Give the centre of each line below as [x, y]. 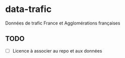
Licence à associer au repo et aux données [57, 50]
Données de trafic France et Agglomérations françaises [63, 23]
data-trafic [28, 9]
